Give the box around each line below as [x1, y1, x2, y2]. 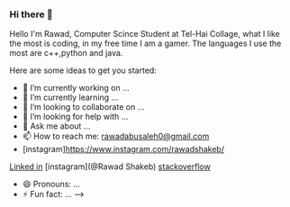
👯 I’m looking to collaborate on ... [22, 102, 145, 112]
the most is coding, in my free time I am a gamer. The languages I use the [9, 38, 282, 49]
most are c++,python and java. [9, 48, 123, 58]
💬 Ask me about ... [22, 121, 91, 131]
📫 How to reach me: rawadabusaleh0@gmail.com [22, 130, 210, 142]
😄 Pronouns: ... [22, 179, 81, 190]
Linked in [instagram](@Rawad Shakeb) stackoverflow [9, 161, 212, 172]
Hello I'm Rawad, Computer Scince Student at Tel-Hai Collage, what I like [9, 29, 281, 40]
